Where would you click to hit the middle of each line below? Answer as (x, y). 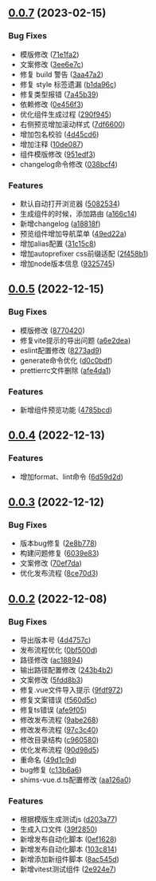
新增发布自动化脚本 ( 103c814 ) (68, 849)
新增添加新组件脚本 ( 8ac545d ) (69, 859)
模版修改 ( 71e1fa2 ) (49, 54)
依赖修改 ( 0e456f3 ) (51, 104)
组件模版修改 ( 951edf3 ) (58, 154)
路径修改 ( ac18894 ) (51, 660)
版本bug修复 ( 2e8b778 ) (58, 543)
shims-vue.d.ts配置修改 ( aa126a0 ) (75, 780)
